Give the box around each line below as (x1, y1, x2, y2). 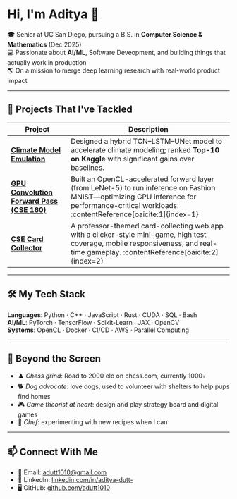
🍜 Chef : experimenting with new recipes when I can (17, 418, 168, 426)
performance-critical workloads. (70, 200, 180, 210)
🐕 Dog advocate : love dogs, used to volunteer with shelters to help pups (17, 382, 230, 390)
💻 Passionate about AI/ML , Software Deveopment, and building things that (7, 48, 226, 56)
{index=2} (70, 256, 104, 266)
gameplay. (87, 247, 122, 257)
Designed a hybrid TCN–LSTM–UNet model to (70, 136, 223, 146)
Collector (11, 242, 43, 252)
